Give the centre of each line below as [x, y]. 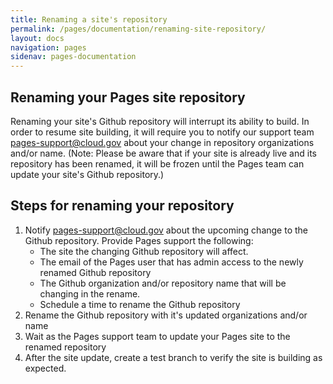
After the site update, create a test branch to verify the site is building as [173, 357]
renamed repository [65, 347]
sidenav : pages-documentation [73, 57]
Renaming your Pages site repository [128, 97]
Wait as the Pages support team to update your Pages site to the [157, 336]
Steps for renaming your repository [122, 206]
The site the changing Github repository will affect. [144, 251]
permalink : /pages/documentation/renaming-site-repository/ [138, 29]
